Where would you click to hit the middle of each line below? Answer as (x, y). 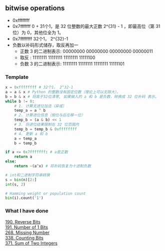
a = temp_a (25, 138)
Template (17, 77)
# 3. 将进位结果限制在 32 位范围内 (46, 124)
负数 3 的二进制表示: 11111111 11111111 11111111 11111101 (72, 63)
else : (11, 161)
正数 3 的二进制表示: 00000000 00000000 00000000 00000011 (86, 51)
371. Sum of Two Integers (31, 243)
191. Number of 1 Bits (27, 227)
